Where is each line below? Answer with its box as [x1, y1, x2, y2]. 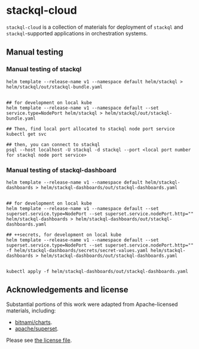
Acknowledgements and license [6, 285, 128, 295]
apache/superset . [14, 324, 59, 332]
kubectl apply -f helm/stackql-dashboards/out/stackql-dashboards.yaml [6, 268, 188, 274]
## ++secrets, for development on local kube [6, 232, 121, 238]
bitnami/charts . [14, 318, 53, 326]
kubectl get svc [6, 131, 47, 137]
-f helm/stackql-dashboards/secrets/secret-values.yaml [6, 247, 148, 253]
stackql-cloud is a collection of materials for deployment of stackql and [6, 23, 183, 31]
